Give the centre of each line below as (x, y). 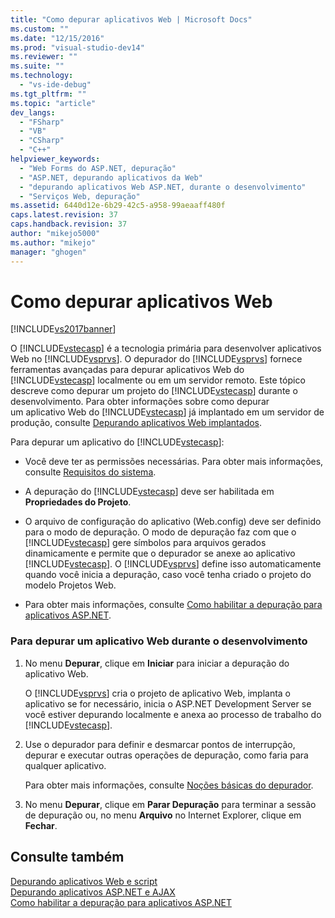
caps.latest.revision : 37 (64, 215)
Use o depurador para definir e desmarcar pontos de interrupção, (160, 744)
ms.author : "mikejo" (53, 242)
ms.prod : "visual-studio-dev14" (77, 47)
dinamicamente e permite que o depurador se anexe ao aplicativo (160, 553)
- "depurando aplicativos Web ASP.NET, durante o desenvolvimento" (163, 187)
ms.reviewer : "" (44, 57)
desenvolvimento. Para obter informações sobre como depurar (140, 402)
